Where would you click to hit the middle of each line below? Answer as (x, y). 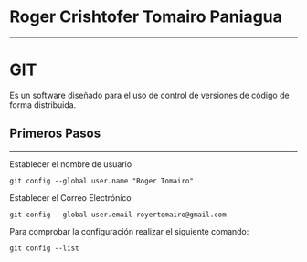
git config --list (44, 248)
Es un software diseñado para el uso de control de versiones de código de (149, 95)
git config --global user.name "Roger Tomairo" (102, 181)
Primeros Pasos (55, 134)
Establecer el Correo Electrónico (70, 197)
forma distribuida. (43, 105)
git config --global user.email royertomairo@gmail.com (118, 215)
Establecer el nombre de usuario (71, 164)
